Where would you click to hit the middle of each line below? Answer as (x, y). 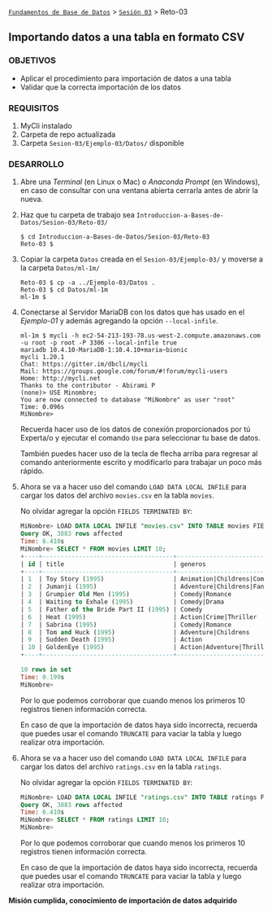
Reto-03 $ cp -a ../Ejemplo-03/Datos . (88, 283)
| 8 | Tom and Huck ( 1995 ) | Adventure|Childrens (135, 632)
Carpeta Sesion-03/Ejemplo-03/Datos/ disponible (102, 143)
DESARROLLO (37, 164)
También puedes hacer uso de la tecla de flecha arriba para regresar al (139, 454)
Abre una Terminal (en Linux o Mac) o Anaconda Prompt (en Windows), (140, 182)
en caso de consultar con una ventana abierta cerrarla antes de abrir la (139, 191)
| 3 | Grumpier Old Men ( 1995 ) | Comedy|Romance (126, 595)
